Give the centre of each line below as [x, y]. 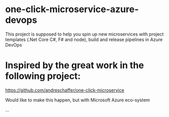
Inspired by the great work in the [75, 66]
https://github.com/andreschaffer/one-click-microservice [65, 90]
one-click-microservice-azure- [72, 9]
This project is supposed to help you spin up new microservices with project [84, 34]
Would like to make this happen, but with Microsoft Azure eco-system [78, 100]
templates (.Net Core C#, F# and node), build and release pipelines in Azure [84, 40]
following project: [43, 76]
